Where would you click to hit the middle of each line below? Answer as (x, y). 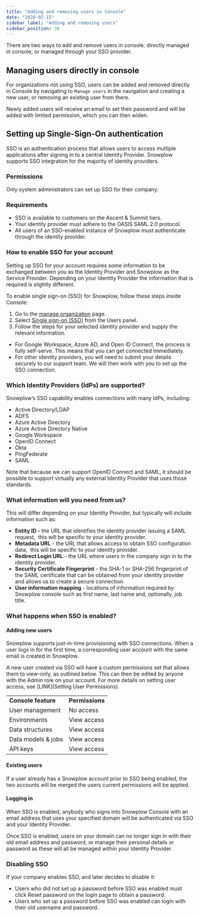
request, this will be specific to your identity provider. (80, 537)
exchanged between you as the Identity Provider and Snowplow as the (93, 271)
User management (35, 710)
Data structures (31, 730)
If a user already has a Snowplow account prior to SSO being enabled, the (97, 778)
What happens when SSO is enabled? (61, 616)
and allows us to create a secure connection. (70, 581)
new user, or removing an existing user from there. (68, 97)
